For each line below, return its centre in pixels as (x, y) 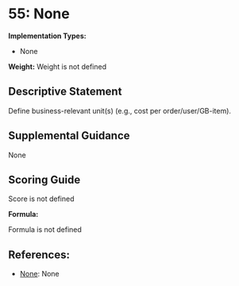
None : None (39, 274)
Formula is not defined (45, 230)
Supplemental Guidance (69, 136)
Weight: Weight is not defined (58, 66)
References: (39, 255)
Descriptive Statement (65, 92)
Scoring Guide (44, 180)
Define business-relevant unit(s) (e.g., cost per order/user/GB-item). (120, 110)
